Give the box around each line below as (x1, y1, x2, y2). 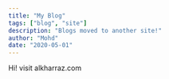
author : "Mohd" (8, 34, 59, 42)
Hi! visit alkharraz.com (8, 63, 82, 73)
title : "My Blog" (8, 11, 66, 20)
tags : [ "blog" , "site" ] (8, 19, 88, 27)
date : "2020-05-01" (8, 41, 73, 49)
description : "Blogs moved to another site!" (8, 26, 162, 34)
